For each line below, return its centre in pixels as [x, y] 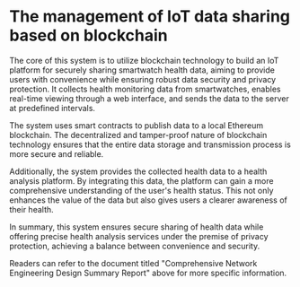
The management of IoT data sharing [150, 17]
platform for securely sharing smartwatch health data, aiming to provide [142, 70]
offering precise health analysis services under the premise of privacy [139, 236]
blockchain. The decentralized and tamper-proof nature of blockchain [138, 135]
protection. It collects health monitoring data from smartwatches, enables [145, 89]
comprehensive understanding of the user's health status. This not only [141, 190]
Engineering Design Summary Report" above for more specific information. [148, 273]
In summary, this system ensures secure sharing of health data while [137, 227]
